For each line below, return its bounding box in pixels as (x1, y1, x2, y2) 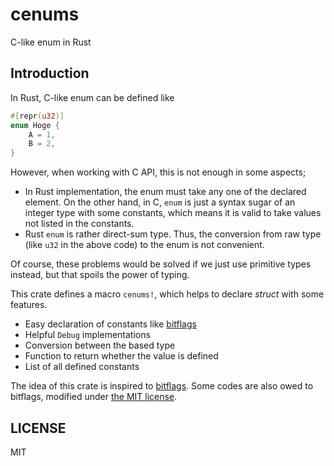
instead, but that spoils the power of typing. (10, 269, 190, 281)
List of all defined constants (24, 361, 140, 373)
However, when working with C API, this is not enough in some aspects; (10, 166, 307, 178)
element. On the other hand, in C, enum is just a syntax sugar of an (24, 196, 296, 208)
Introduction (10, 65, 90, 82)
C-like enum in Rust (10, 36, 92, 48)
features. (10, 299, 48, 311)
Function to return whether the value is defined (24, 350, 219, 362)
